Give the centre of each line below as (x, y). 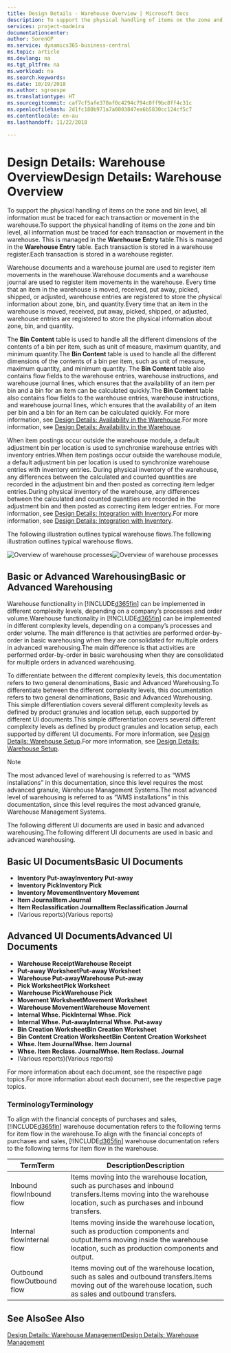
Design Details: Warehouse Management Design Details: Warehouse (103, 1334)
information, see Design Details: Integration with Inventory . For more (103, 514)
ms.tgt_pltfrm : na (33, 65)
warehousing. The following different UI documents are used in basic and (110, 832)
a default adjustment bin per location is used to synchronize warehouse (108, 462)
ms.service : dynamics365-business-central (69, 45)
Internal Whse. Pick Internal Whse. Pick (74, 1015)
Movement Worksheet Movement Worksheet (82, 1000)
